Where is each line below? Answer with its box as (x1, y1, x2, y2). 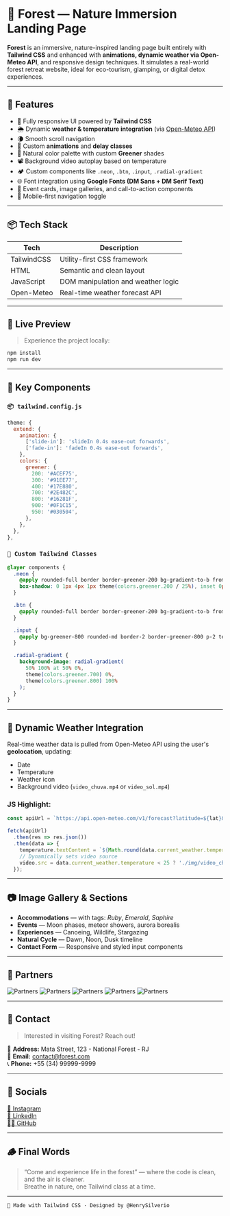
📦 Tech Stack (7, 219, 68, 231)
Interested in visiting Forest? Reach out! (23, 1031, 136, 1040)
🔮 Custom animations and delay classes (16, 142, 133, 150)
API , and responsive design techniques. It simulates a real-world (27, 58, 209, 66)
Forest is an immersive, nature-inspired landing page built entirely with (7, 43, 207, 51)
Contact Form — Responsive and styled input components (16, 943, 183, 951)
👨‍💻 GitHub (7, 1119, 36, 1127)
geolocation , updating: (7, 747, 73, 756)
